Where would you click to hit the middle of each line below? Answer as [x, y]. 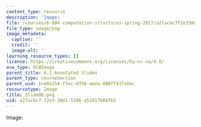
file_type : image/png [33, 28]
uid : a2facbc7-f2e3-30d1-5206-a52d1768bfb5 [61, 100]
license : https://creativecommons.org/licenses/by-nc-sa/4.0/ [85, 61]
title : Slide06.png [31, 95]
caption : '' [27, 39]
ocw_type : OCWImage [31, 67]
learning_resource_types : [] [42, 56]
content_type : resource [36, 12]
